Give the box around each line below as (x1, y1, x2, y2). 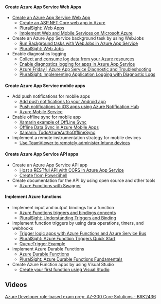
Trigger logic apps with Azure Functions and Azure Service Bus (19, 230, 147, 236)
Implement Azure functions (5, 194, 62, 199)
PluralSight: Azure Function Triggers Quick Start (19, 235, 116, 241)
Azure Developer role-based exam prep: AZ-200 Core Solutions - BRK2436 (5, 293, 156, 299)
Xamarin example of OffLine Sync (19, 119, 87, 125)
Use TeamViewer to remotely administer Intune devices (19, 140, 130, 146)
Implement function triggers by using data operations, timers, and (12, 220, 144, 226)
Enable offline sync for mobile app (12, 114, 81, 120)
